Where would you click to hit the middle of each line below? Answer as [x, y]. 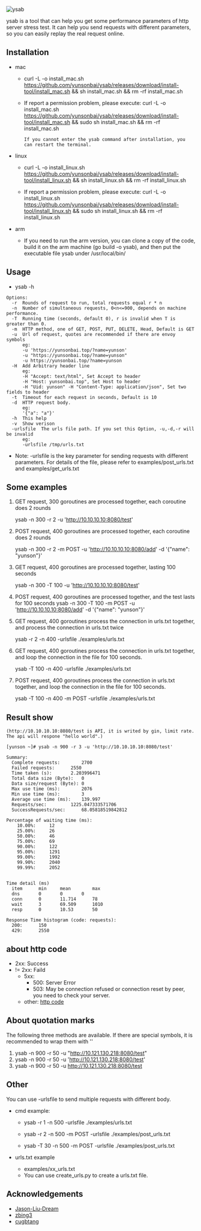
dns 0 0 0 [48, 894]
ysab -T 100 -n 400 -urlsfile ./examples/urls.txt [73, 669]
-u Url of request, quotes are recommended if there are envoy [94, 334]
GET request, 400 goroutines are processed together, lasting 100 [95, 568]
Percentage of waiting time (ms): [49, 821]
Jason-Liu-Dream [37, 1208]
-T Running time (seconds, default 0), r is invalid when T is [94, 319]
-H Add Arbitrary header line [51, 366]
